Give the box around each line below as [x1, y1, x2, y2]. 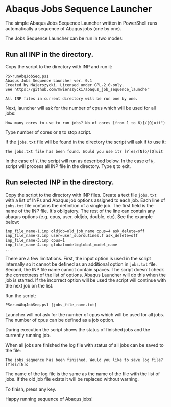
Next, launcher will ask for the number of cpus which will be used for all [5, 105, 156, 111]
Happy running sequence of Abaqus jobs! [5, 396, 93, 402]
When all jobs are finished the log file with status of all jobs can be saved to [5, 342, 164, 348]
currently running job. [5, 332, 51, 338]
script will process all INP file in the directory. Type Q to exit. [5, 163, 131, 169]
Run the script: [5, 292, 36, 299]
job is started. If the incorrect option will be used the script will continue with [5, 277, 166, 283]
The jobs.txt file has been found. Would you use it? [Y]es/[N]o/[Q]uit [5, 149, 163, 154]
